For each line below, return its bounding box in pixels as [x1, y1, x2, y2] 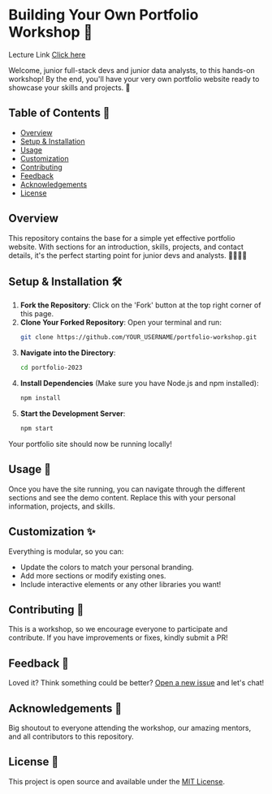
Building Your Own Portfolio [8, 6, 199, 24]
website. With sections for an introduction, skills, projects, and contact [8, 242, 244, 251]
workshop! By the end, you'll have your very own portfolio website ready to [8, 74, 260, 84]
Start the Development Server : [19, 409, 126, 418]
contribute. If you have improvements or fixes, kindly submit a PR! [8, 633, 229, 642]
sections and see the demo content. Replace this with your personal [8, 492, 236, 502]
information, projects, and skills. [8, 501, 115, 511]
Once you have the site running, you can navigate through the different [8, 484, 245, 494]
